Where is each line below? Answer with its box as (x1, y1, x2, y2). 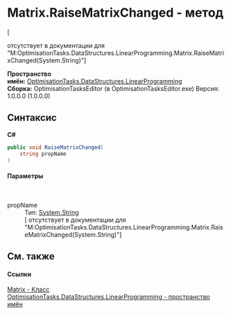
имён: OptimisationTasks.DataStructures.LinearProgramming (7, 76, 182, 85)
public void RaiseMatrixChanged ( (7, 144, 104, 151)
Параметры (7, 172, 44, 180)
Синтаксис (7, 112, 57, 124)
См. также (7, 250, 55, 262)
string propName (19, 150, 67, 157)
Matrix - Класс (7, 285, 50, 293)
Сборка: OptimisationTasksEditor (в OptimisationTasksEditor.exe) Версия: (7, 84, 220, 92)
